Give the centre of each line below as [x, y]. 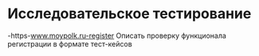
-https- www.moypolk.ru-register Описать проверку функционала [117, 35]
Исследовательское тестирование [129, 14]
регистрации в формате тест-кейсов [70, 43]
